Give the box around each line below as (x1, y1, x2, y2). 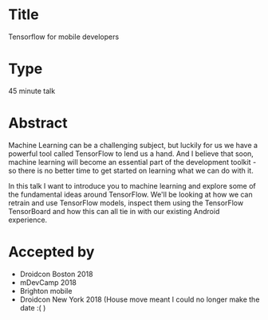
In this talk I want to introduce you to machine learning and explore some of (8, 181, 257, 190)
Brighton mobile (19, 286, 73, 295)
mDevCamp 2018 (19, 277, 77, 287)
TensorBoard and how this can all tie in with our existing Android (8, 206, 220, 216)
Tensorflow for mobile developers (8, 32, 120, 41)
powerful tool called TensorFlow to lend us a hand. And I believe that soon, (8, 149, 254, 158)
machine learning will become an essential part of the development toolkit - (8, 157, 257, 166)
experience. (8, 215, 48, 224)
